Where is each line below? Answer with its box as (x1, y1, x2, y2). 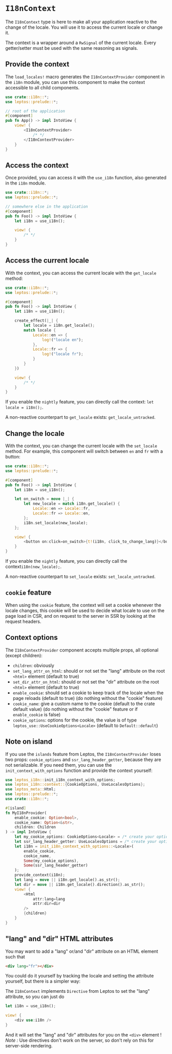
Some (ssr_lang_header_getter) (24, 863, 88, 868)
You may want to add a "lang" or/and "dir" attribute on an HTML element (5, 948, 159, 954)
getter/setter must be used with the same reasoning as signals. (5, 45, 138, 51)
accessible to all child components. (5, 84, 80, 90)
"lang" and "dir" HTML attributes (5, 934, 114, 944)
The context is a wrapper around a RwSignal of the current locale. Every (5, 40, 156, 46)
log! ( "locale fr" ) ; (41, 352, 83, 357)
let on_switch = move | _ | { (14, 496, 74, 502)
